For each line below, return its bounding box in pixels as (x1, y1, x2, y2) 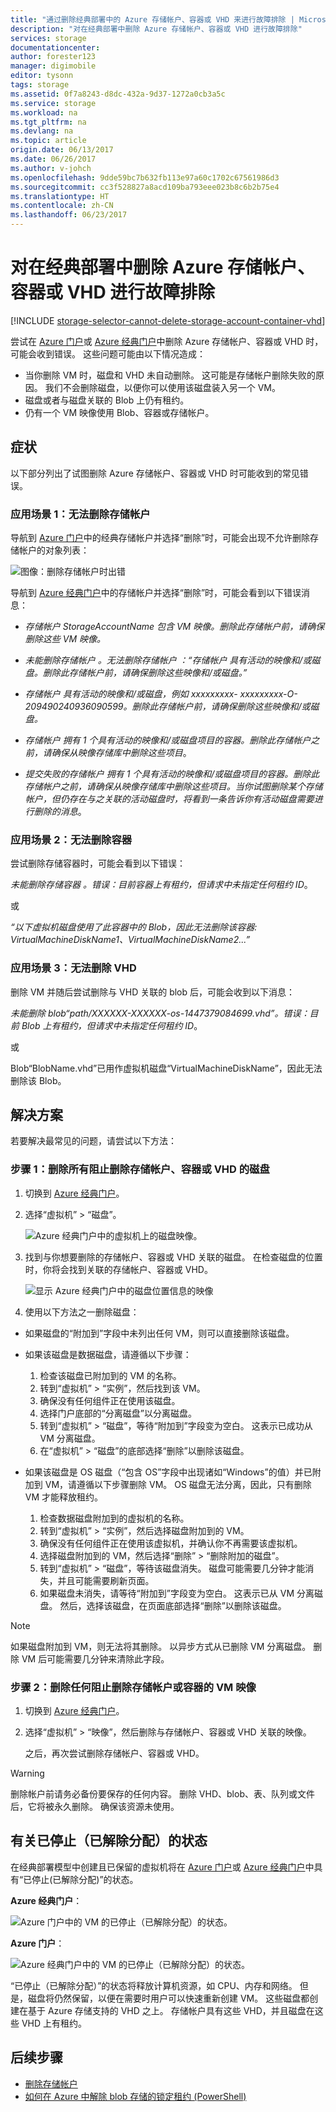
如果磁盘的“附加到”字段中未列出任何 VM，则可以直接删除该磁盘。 (24, 1327, 295, 1339)
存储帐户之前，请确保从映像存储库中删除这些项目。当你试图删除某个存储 (24, 781, 323, 793)
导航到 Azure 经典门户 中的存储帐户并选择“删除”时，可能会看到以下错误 (10, 587, 302, 599)
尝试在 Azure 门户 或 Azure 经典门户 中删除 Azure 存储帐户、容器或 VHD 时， (10, 335, 324, 347)
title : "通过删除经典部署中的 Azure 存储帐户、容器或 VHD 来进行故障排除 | (10, 14, 295, 25)
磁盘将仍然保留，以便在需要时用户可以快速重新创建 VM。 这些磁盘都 (27, 1992, 310, 2004)
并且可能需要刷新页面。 (57, 1574, 155, 1586)
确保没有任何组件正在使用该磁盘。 (39, 1394, 181, 1406)
